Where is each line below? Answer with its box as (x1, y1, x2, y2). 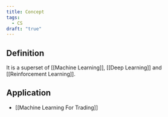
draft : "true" (6, 25, 42, 32)
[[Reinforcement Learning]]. (6, 71, 76, 78)
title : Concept (6, 8, 45, 15)
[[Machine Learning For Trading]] (15, 104, 99, 111)
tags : (6, 14, 20, 21)
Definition (6, 48, 44, 58)
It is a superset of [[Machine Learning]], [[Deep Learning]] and (6, 64, 162, 71)
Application (6, 88, 51, 98)
